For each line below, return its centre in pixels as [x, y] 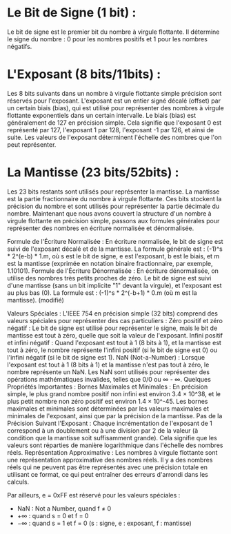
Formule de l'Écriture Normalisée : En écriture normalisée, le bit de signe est [115, 241]
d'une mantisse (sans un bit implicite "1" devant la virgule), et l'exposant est [114, 285]
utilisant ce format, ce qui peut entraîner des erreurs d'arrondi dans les [108, 474]
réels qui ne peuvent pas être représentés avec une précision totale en [108, 467]
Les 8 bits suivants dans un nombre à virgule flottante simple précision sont [114, 93]
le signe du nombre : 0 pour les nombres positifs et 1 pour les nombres [108, 39]
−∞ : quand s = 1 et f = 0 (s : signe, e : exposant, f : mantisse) [104, 523]
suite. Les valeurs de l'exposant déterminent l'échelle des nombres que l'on [114, 137]
